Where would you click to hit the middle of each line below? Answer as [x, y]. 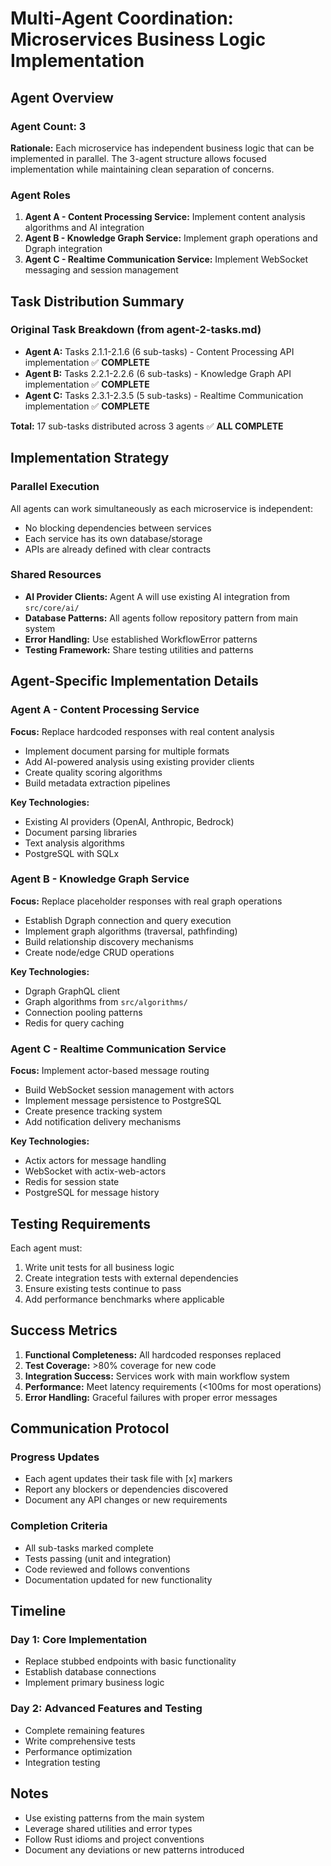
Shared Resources [56, 575]
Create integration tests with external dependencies [131, 1278]
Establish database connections [90, 1672]
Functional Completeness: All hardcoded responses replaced [153, 1354]
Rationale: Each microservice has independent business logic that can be [162, 148]
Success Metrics [64, 1330]
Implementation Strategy [90, 458]
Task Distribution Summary [97, 301]
